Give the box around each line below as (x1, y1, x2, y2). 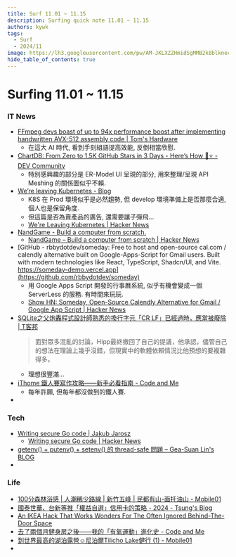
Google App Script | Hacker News (27, 305, 126, 314)
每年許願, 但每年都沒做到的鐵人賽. (27, 388, 126, 396)
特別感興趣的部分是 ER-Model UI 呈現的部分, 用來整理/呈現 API (27, 170, 209, 179)
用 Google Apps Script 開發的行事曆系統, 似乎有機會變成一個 (27, 281, 202, 290)
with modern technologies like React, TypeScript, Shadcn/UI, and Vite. (17, 258, 221, 267)
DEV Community (17, 162, 65, 170)
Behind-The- (188, 511, 225, 520)
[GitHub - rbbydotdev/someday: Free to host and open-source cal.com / (17, 243, 227, 252)
